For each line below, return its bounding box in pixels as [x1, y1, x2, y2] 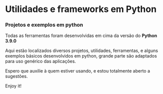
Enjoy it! [5, 83, 22, 89]
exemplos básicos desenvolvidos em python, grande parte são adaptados [5, 53, 157, 59]
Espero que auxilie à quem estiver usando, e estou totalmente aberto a [5, 68, 151, 74]
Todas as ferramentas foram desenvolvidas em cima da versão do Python [5, 32, 158, 38]
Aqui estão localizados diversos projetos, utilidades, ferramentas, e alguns [5, 47, 159, 53]
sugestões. [5, 73, 28, 79]
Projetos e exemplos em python [5, 21, 83, 28]
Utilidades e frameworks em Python [5, 3, 157, 15]
